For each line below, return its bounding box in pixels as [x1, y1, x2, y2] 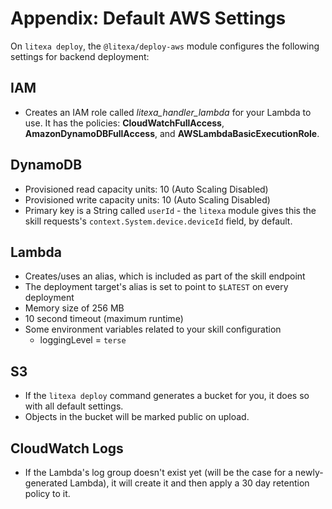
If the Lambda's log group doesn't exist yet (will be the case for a [24, 467, 293, 478]
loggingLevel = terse [39, 334, 127, 346]
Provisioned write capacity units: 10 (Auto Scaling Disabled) [24, 193, 271, 206]
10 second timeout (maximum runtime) [24, 313, 184, 325]
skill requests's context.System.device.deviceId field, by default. [24, 215, 293, 227]
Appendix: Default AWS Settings [10, 7, 287, 30]
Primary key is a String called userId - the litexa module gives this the [24, 204, 317, 216]
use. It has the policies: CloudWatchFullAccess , [24, 117, 225, 129]
